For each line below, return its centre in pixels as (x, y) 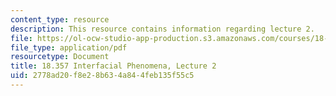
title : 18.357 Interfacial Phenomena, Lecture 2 (113, 66)
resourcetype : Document (60, 57)
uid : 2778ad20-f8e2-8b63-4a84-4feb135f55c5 (102, 76)
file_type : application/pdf (69, 47)
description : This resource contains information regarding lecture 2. (162, 29)
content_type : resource (60, 19)
